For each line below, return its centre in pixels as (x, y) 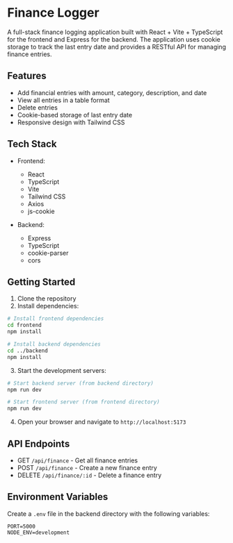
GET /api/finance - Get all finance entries (78, 460)
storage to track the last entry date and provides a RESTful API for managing (116, 47)
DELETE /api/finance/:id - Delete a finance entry (89, 475)
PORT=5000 (22, 526)
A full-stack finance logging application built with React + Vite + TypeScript (115, 32)
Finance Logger (53, 13)
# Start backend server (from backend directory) (81, 383)
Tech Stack (32, 144)
